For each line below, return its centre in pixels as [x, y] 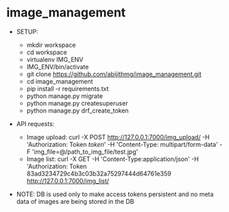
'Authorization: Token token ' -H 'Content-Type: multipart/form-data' [122, 144]
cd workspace [47, 52]
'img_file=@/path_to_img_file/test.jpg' [85, 152]
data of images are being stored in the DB [75, 201]
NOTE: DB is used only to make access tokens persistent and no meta [115, 194]
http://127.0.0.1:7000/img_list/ [68, 180]
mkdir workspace [51, 45]
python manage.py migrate [65, 96]
